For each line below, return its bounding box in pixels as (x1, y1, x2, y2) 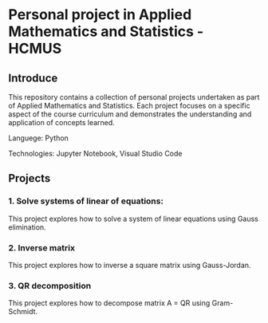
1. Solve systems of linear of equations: (8, 195, 164, 207)
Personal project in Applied (8, 6, 192, 24)
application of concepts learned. (8, 118, 116, 127)
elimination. (8, 222, 46, 232)
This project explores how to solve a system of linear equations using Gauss (8, 214, 259, 223)
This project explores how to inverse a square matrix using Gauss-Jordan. (8, 260, 251, 270)
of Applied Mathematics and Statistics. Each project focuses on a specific (8, 101, 250, 110)
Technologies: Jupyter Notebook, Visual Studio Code (8, 149, 183, 158)
